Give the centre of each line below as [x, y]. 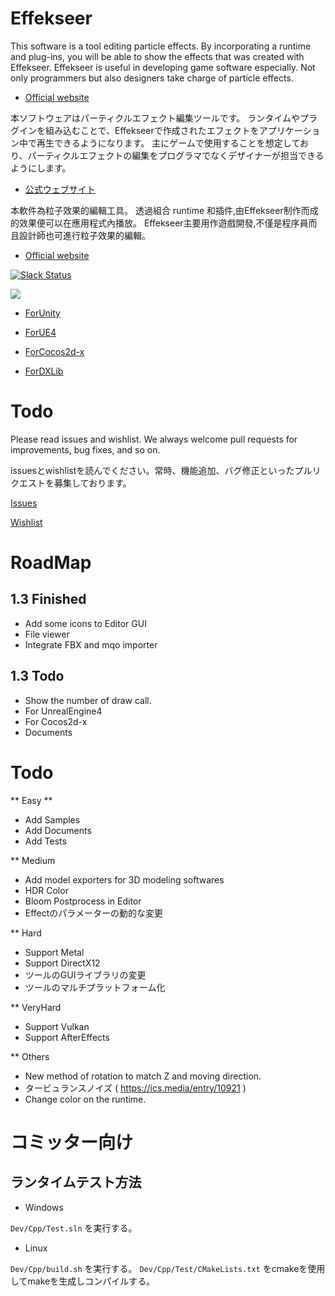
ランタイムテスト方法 [76, 1182]
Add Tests [45, 841]
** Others [30, 1056]
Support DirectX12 [62, 963]
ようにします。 [41, 168]
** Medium [33, 860]
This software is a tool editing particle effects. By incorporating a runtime [161, 46]
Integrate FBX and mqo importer [91, 644]
